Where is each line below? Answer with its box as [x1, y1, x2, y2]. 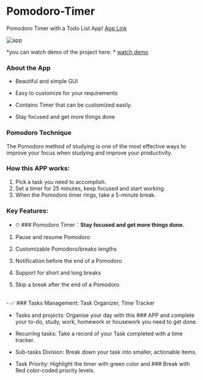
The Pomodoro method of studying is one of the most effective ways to [6, 142, 186, 150]
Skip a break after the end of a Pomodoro [15, 281, 120, 289]
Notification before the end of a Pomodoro [15, 257, 122, 265]
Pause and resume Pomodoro [15, 234, 90, 241]
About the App [6, 63, 51, 72]
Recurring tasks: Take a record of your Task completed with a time [15, 330, 183, 338]
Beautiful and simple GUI [15, 78, 78, 85]
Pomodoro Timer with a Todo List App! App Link [6, 25, 127, 32]
